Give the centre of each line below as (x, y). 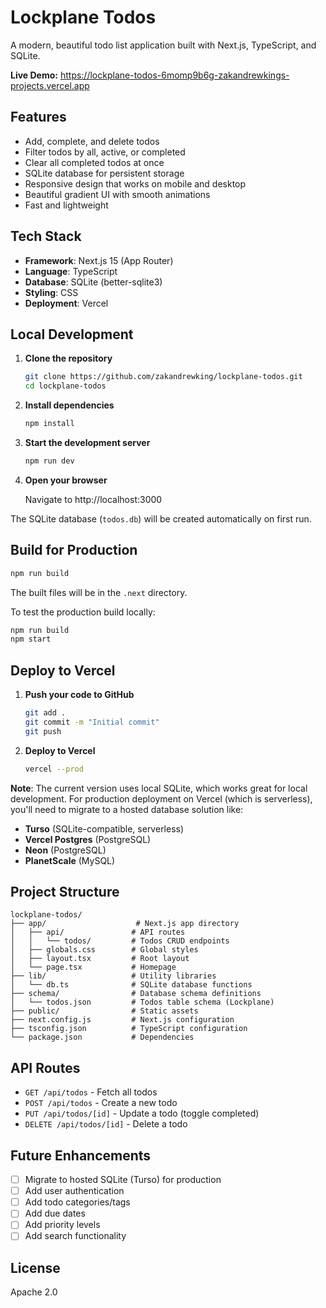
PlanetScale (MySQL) (70, 860)
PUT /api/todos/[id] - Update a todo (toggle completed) (142, 1113)
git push (43, 731)
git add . (45, 713)
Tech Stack (46, 236)
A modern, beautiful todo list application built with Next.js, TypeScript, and (163, 45)
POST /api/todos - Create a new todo (101, 1103)
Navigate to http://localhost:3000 (93, 499)
